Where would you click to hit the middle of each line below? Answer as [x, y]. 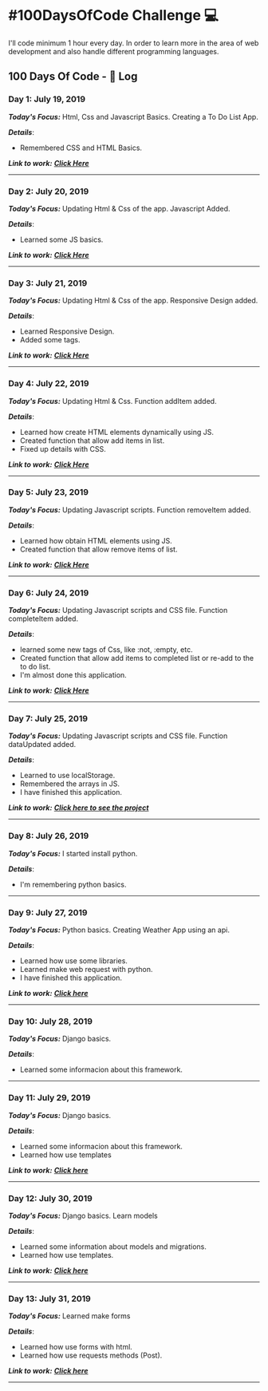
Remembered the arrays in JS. [69, 784]
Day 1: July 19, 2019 [47, 99]
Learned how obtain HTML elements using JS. [96, 540]
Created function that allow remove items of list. [99, 549]
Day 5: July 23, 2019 [49, 492]
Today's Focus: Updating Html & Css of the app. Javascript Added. [119, 208]
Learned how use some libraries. [73, 961]
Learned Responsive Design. [67, 331]
